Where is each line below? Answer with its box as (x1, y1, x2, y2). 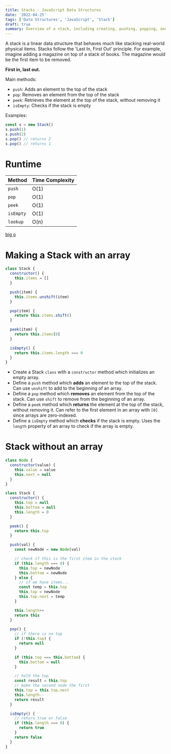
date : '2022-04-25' (5, 12, 47, 17)
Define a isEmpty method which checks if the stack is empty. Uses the (12, 418, 160, 424)
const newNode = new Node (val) (14, 547, 81, 552)
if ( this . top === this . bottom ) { (14, 655, 85, 660)
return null (18, 641, 44, 646)
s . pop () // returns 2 (5, 136, 51, 142)
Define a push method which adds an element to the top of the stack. (12, 380, 157, 386)
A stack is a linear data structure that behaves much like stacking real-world (5, 40, 165, 46)
